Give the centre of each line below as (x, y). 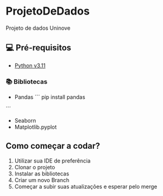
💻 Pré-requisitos (38, 48)
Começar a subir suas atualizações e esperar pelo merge (86, 186)
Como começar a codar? (53, 146)
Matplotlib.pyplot (35, 127)
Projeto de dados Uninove (38, 28)
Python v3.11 (30, 66)
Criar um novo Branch (42, 180)
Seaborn (25, 121)
